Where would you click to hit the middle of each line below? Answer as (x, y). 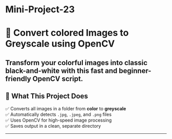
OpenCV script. (58, 79)
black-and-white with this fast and (61, 71)
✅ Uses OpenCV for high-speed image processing (59, 120)
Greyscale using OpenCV (60, 44)
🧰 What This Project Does (47, 96)
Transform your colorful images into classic (76, 63)
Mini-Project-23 (40, 9)
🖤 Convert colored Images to (67, 33)
